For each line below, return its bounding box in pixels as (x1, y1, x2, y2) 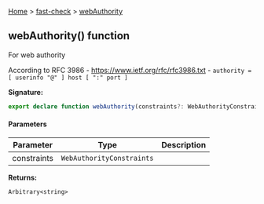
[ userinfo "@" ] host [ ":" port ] (8, 74, 128, 82)
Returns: (8, 173, 38, 182)
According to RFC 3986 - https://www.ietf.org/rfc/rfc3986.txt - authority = (8, 65, 252, 75)
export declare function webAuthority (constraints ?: (8, 102, 185, 111)
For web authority (8, 50, 66, 60)
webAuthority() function (8, 29, 130, 42)
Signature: (8, 87, 43, 97)
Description (160, 139, 207, 150)
